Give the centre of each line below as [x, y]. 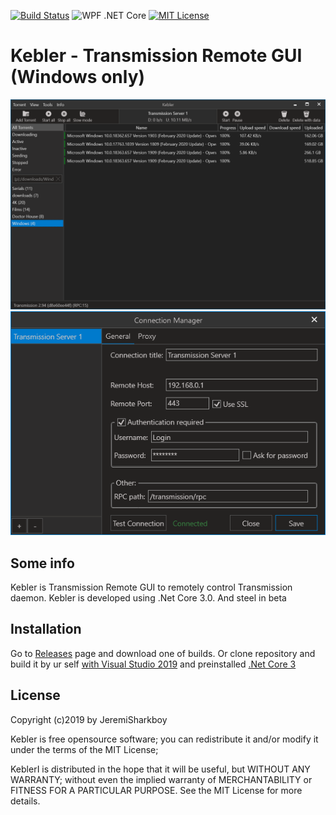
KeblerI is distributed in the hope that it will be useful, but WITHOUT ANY [160, 769]
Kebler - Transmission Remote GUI [156, 56]
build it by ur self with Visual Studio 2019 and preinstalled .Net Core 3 [153, 664]
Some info [42, 563]
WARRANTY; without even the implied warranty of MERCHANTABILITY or [161, 779]
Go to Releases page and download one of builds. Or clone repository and [163, 653]
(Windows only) [78, 77]
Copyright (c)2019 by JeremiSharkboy [89, 719]
